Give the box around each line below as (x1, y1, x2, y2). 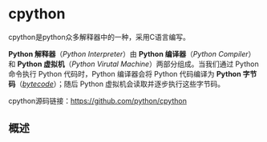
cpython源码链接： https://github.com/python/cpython (8, 96, 187, 105)
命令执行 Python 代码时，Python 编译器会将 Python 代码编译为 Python (8, 69, 242, 78)
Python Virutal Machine (71, 59, 150, 69)
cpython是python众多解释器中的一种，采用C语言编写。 (8, 32, 191, 41)
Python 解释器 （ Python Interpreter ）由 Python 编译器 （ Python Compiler (8, 49, 249, 58)
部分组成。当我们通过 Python (163, 59, 259, 69)
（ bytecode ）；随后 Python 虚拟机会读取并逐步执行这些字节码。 (15, 79, 225, 89)
